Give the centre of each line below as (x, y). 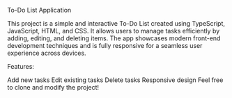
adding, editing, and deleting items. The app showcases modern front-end (114, 38)
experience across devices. (47, 53)
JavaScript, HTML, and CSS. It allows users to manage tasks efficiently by (114, 31)
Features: (21, 66)
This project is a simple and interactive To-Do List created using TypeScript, (116, 23)
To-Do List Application (39, 10)
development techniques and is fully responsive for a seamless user (105, 46)
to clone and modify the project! (53, 87)
